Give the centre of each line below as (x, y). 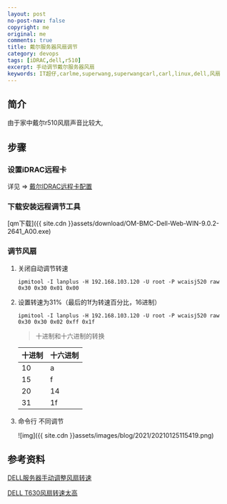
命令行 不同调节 (41, 421)
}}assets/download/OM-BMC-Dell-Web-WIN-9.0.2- (144, 223)
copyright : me (29, 27)
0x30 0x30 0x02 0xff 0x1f (56, 322)
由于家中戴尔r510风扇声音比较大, (55, 123)
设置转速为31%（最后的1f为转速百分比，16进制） (89, 302)
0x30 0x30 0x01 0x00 (48, 288)
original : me (27, 34)
